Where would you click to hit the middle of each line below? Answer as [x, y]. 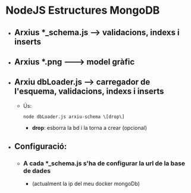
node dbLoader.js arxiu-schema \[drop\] [74, 117]
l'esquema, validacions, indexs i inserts [89, 91]
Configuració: [40, 147]
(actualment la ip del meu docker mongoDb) [86, 184]
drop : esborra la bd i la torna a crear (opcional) [89, 127]
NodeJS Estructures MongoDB [83, 10]
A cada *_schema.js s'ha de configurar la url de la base [104, 163]
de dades [37, 171]
